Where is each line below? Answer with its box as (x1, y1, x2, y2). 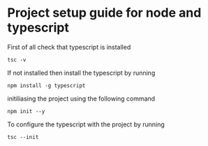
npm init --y (7, 108, 45, 115)
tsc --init (7, 133, 39, 140)
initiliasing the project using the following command (7, 94, 156, 103)
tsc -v (7, 56, 27, 64)
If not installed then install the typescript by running (7, 68, 156, 77)
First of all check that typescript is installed (7, 43, 131, 51)
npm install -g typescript (7, 82, 86, 89)
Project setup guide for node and (7, 5, 202, 21)
